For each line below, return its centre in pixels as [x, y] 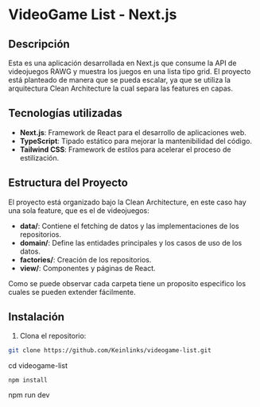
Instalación [37, 317]
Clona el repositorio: [53, 336]
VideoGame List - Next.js [93, 15]
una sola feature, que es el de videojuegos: [79, 210]
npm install [28, 380]
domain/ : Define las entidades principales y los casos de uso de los [131, 242]
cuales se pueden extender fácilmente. [72, 292]
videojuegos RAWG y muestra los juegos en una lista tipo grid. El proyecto [130, 72]
